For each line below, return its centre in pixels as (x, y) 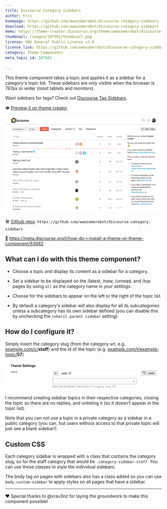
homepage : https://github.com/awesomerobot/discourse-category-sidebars (82, 21)
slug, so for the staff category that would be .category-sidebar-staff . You (82, 461)
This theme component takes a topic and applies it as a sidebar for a (75, 78)
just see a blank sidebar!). (32, 429)
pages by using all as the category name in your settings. (72, 286)
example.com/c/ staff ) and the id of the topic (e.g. (56, 349)
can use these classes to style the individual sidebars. (60, 467)
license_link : (20, 47)
